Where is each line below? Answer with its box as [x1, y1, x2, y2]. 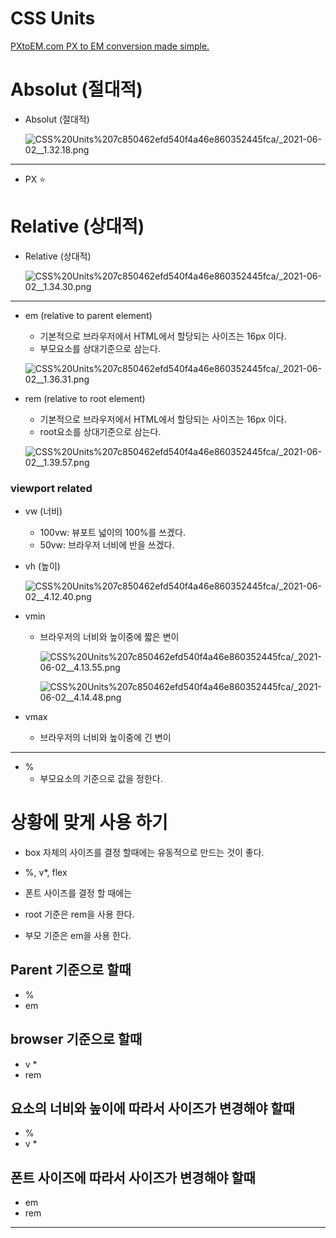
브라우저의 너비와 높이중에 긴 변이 [39, 732, 172, 744]
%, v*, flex [24, 867, 68, 879]
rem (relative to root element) [24, 392, 146, 404]
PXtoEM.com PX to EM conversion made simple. [10, 40, 210, 52]
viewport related [10, 481, 93, 495]
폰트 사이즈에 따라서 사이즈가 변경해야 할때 [10, 1169, 256, 1186]
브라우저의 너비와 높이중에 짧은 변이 [39, 631, 180, 643]
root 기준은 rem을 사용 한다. [24, 908, 135, 921]
